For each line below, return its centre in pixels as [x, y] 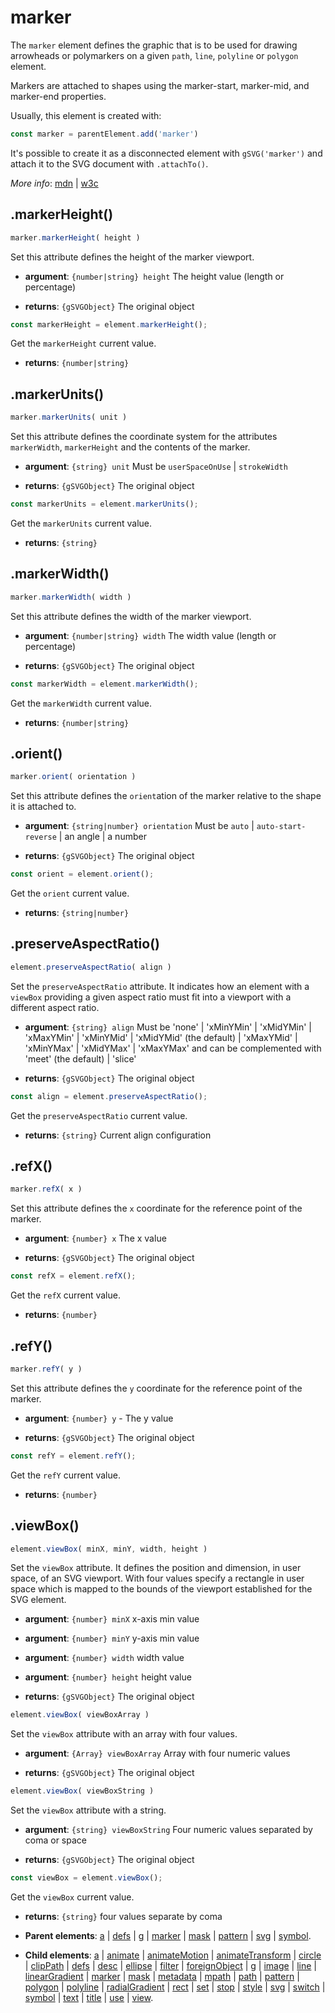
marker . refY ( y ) [46, 1369]
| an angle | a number [102, 837]
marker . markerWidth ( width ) [71, 597]
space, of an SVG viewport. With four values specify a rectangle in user [157, 1578]
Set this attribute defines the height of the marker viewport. [132, 257]
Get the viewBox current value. [72, 1897]
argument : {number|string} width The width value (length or [150, 635]
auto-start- [281, 827]
